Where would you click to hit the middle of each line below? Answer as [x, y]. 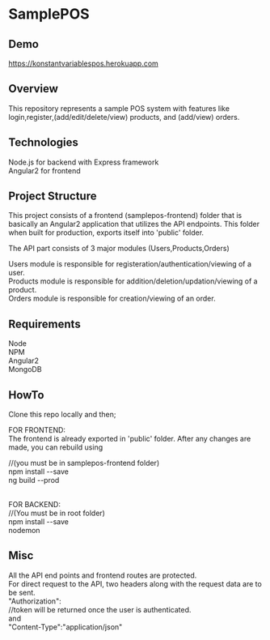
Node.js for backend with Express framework [84, 162]
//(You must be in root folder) [57, 513]
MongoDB [25, 369]
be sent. [22, 592]
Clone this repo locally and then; [62, 415]
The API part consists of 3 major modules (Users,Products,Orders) [119, 249]
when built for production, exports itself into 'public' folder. [106, 233]
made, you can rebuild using [56, 447]
